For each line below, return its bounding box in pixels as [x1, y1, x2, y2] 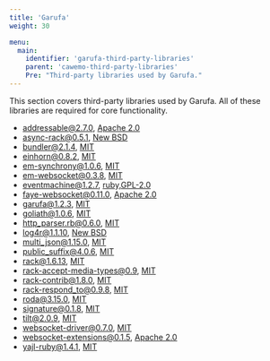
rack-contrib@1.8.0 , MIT [22, 274, 112, 285]
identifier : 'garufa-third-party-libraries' [25, 55, 195, 64]
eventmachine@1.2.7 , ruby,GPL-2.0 [22, 179, 151, 190]
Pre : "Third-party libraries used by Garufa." [25, 71, 203, 81]
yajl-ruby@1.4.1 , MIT [22, 341, 98, 352]
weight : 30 [9, 21, 50, 30]
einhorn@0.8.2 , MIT [22, 150, 97, 161]
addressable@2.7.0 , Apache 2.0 [22, 122, 141, 133]
